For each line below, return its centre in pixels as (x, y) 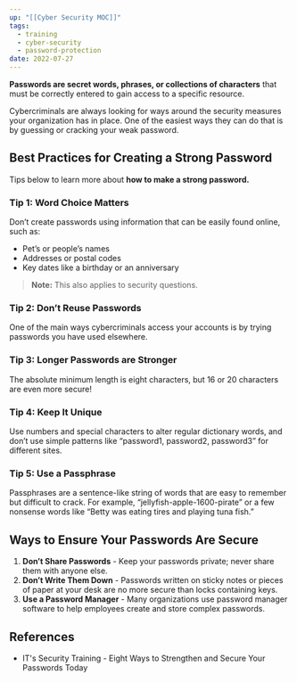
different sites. (36, 450)
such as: (25, 232)
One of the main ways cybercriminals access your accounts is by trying (140, 327)
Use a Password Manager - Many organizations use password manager (155, 599)
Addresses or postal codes (72, 259)
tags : (19, 26)
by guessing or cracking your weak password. (94, 130)
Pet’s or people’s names (66, 249)
